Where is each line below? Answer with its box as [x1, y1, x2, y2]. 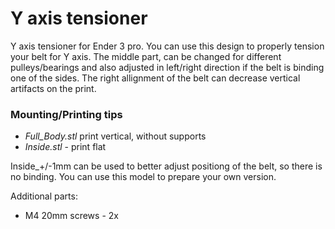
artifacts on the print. [10, 82, 97, 94]
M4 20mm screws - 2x [24, 210, 119, 222]
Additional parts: [10, 190, 78, 202]
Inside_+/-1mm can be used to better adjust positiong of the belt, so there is [10, 160, 323, 172]
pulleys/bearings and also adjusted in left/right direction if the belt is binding [10, 61, 325, 73]
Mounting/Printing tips [10, 107, 123, 121]
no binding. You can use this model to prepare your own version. [10, 171, 277, 183]
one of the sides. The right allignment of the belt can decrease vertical [10, 72, 301, 84]
